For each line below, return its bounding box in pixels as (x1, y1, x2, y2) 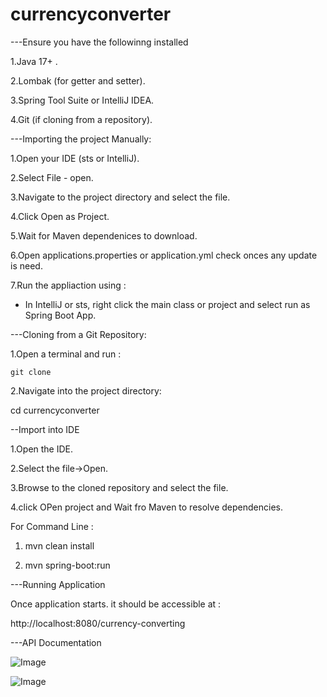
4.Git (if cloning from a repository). (10, 113, 153, 125)
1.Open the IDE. (10, 443, 74, 455)
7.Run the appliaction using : (10, 279, 127, 291)
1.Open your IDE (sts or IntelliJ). (10, 152, 140, 164)
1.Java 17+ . (10, 55, 58, 67)
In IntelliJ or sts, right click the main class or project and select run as (24, 298, 311, 310)
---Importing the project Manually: (10, 133, 152, 145)
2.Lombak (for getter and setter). (10, 74, 146, 87)
